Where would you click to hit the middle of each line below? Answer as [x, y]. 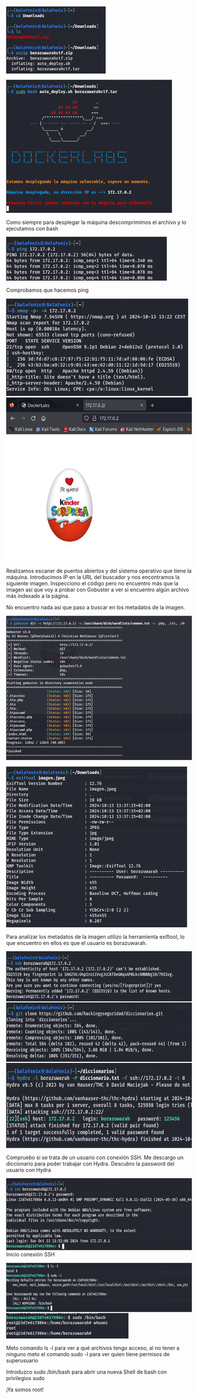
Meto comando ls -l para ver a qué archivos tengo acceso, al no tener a [93, 1348]
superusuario [22, 1361]
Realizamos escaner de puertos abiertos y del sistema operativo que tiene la [99, 571]
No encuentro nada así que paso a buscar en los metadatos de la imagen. [95, 607]
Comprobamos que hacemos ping [47, 290]
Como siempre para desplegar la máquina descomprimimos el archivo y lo [96, 222]
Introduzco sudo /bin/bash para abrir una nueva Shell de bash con [86, 1372]
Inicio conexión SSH [30, 1254]
